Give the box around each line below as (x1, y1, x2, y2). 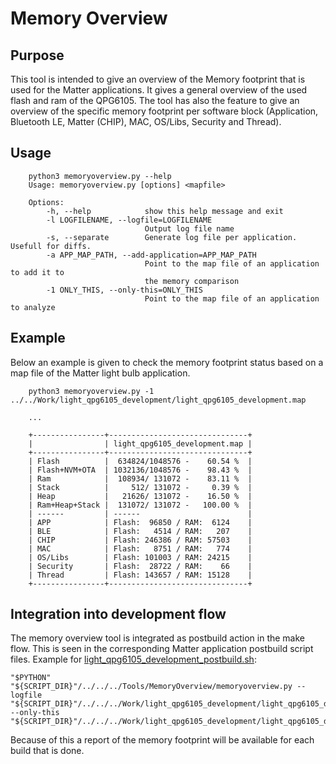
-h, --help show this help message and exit (46, 206, 284, 216)
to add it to (10, 267, 65, 277)
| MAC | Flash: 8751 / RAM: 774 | (28, 543, 253, 554)
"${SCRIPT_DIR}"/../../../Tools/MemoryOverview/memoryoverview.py (10, 682, 293, 692)
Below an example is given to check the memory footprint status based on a (10, 356, 324, 368)
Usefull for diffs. (10, 241, 92, 251)
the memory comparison (144, 276, 240, 286)
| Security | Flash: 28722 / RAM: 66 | (28, 561, 253, 571)
